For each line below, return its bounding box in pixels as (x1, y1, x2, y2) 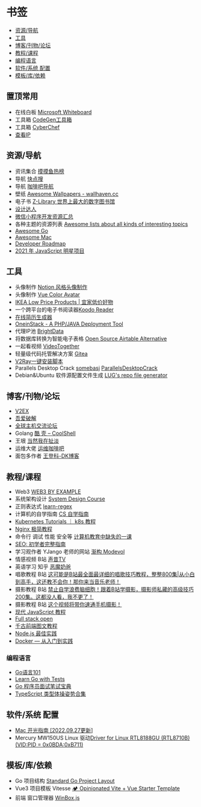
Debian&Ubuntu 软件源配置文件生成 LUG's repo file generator (14, 372, 168, 379)
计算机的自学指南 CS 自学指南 (14, 510, 89, 517)
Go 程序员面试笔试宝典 (14, 683, 72, 690)
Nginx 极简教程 (14, 525, 53, 533)
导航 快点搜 (14, 175, 43, 182)
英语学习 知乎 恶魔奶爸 (14, 563, 71, 570)
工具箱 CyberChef (14, 123, 60, 130)
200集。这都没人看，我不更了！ (14, 593, 94, 600)
